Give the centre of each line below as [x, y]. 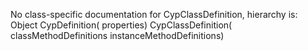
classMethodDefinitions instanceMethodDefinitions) [117, 35]
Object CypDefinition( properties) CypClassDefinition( [121, 25]
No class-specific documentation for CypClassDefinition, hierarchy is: [154, 14]
